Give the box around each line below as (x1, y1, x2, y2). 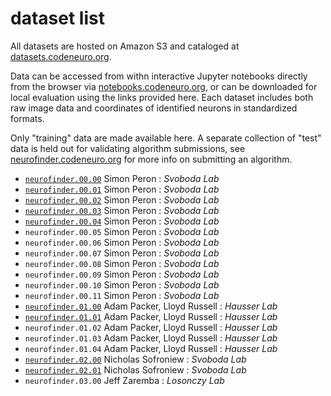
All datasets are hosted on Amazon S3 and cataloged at (10, 40, 240, 52)
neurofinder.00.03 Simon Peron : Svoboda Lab (24, 204, 220, 216)
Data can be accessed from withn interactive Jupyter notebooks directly (10, 70, 308, 82)
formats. (10, 112, 45, 124)
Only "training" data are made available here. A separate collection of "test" (10, 132, 322, 144)
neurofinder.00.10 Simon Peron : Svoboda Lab (24, 278, 220, 291)
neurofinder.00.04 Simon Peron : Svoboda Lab (24, 215, 220, 227)
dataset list (10, 7, 105, 30)
